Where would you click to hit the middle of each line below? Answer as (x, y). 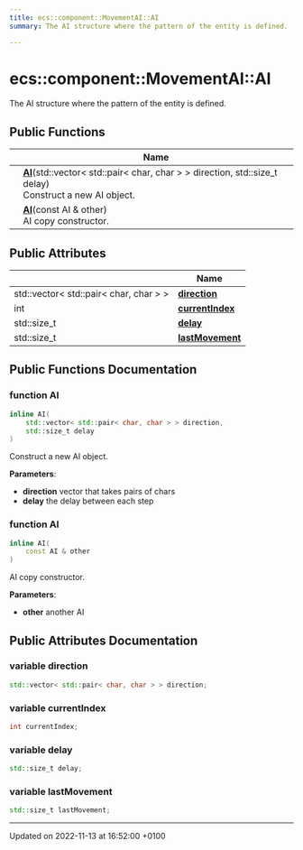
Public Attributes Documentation (104, 640)
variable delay (41, 750)
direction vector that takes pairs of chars (99, 492)
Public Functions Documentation (103, 370)
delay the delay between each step (88, 501)
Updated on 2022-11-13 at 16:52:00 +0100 (87, 836)
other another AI (53, 612)
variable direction (49, 666)
